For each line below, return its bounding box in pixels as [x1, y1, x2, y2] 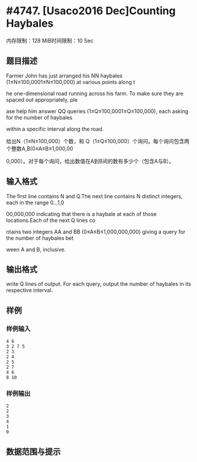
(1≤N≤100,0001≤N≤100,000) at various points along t [6, 78, 135, 85]
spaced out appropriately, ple [6, 96, 78, 103]
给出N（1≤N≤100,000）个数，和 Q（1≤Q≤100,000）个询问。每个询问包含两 [6, 137, 190, 144]
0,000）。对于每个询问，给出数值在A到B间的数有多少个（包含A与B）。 [6, 157, 175, 164]
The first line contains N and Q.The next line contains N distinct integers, [6, 192, 183, 199]
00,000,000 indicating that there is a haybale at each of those [6, 210, 157, 217]
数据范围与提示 [6, 447, 61, 457]
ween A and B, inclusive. [6, 245, 66, 253]
